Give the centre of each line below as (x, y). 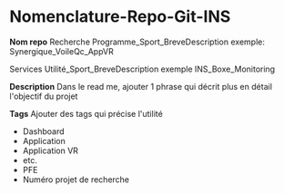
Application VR (51, 150)
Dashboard (44, 131)
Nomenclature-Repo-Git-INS (120, 17)
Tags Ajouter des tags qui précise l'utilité (86, 113)
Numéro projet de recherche (76, 179)
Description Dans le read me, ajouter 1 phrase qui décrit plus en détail (141, 86)
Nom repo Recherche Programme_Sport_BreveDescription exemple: (137, 42)
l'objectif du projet (44, 96)
